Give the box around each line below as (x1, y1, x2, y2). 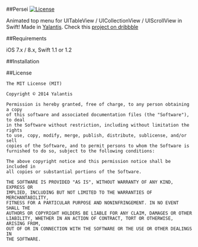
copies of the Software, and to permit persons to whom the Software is (6, 143, 190, 149)
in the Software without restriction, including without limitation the (6, 122, 190, 128)
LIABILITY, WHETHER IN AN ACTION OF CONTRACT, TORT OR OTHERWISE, (6, 216, 174, 222)
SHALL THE (6, 205, 31, 211)
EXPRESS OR (6, 184, 33, 190)
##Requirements (6, 35, 47, 41)
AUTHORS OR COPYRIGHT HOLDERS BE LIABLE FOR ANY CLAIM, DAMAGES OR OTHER (6, 210, 193, 216)
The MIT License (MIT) (6, 81, 62, 86)
